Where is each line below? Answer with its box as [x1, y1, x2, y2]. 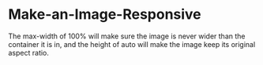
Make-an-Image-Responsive [8, 5, 201, 23]
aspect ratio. [8, 48, 50, 57]
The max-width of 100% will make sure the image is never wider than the [8, 31, 246, 41]
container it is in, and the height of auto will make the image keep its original [8, 39, 256, 49]
